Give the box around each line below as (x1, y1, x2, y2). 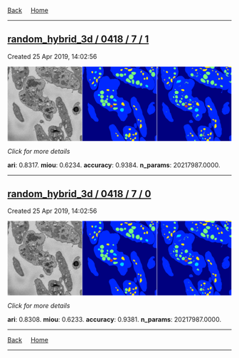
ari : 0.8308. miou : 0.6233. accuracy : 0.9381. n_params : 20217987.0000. (7, 315, 222, 324)
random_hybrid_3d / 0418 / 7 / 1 (7, 33, 149, 46)
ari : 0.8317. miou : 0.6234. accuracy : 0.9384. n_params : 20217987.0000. (7, 160, 221, 169)
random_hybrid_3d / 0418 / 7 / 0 (7, 188, 152, 200)
